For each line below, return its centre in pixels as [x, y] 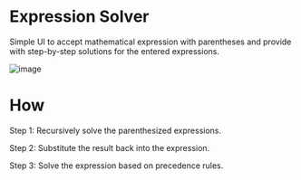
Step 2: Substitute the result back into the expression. [110, 147]
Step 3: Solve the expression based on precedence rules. [117, 166]
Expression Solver [79, 17]
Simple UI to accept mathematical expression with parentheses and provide [150, 42]
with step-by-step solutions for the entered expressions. [115, 51]
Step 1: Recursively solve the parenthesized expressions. [116, 130]
